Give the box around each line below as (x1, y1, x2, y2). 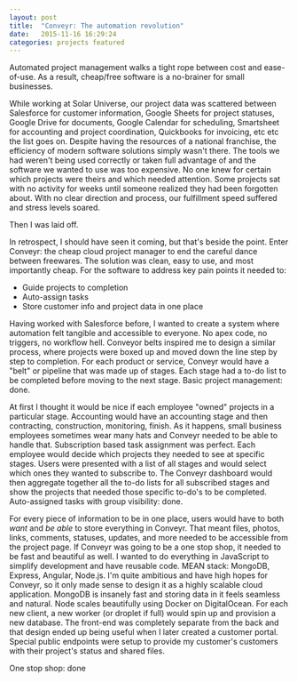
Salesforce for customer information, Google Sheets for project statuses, (9, 108, 275, 118)
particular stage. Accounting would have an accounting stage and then (9, 411, 269, 422)
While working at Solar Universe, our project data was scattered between (9, 99, 277, 109)
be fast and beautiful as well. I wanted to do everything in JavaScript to (9, 551, 270, 562)
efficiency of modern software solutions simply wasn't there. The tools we (9, 146, 280, 156)
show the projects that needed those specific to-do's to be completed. (9, 486, 268, 498)
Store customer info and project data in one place (21, 301, 204, 312)
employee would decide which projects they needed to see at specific (9, 449, 265, 460)
